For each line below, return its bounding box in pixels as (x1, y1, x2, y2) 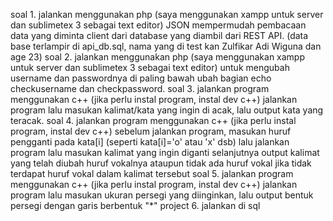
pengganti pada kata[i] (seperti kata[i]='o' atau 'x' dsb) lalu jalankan (10, 136, 290, 148)
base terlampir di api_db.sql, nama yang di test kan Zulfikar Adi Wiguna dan (10, 40, 322, 52)
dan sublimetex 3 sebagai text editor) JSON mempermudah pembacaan (10, 19, 307, 31)
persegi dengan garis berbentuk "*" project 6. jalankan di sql (10, 200, 261, 211)
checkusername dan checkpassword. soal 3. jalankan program (10, 83, 270, 94)
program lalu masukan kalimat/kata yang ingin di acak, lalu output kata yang (10, 104, 324, 116)
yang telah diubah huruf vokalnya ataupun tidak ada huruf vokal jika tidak (10, 157, 312, 169)
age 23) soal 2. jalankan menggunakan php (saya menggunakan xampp (10, 51, 306, 63)
